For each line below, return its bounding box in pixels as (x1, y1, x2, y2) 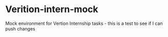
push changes (5, 25, 36, 31)
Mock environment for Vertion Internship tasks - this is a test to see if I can (5, 20, 163, 26)
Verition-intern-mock (5, 4, 98, 15)
